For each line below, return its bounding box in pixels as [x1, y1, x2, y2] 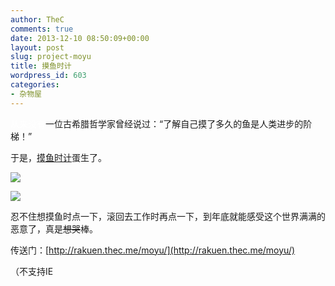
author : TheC [10, 14, 65, 25]
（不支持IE [10, 265, 54, 277]
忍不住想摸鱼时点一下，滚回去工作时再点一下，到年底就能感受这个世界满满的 [10, 210, 326, 222]
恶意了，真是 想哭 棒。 [10, 222, 98, 235]
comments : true [10, 24, 74, 34]
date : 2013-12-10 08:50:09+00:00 [10, 33, 150, 43]
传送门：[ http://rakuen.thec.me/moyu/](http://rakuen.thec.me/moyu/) [10, 244, 296, 256]
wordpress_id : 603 [10, 71, 87, 81]
